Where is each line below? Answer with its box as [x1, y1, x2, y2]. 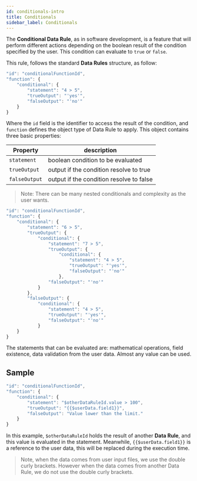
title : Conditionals [6, 14, 57, 20]
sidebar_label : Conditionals [6, 19, 78, 25]
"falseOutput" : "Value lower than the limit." [27, 410, 143, 416]
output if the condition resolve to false [48, 175, 153, 183]
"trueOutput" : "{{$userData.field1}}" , [27, 405, 125, 411]
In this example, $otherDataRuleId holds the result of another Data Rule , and [6, 432, 191, 439]
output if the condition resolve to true [48, 166, 151, 174]
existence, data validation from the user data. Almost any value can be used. [6, 350, 192, 358]
